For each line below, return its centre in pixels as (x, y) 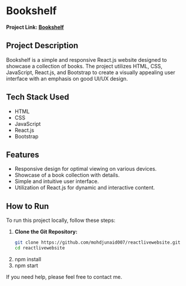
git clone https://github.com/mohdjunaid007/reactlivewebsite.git (97, 242)
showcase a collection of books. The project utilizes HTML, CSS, (84, 66)
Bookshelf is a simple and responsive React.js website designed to (87, 59)
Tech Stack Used (38, 97)
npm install (28, 259)
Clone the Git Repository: (46, 232)
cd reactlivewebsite (40, 248)
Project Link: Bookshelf (35, 27)
